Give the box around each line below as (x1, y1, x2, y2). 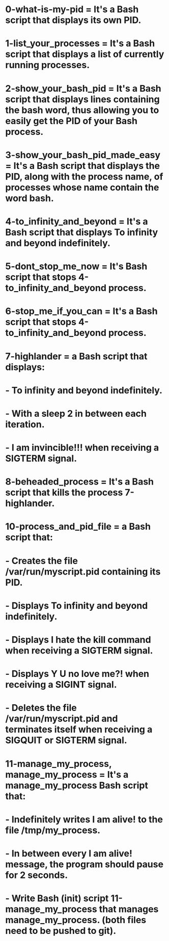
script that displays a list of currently (5, 48, 164, 60)
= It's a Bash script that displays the (5, 160, 160, 172)
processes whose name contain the (5, 182, 159, 193)
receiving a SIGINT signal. (5, 679, 117, 691)
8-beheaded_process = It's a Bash (5, 476, 154, 488)
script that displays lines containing (5, 93, 160, 105)
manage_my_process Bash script (5, 780, 149, 791)
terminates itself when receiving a (5, 724, 153, 735)
